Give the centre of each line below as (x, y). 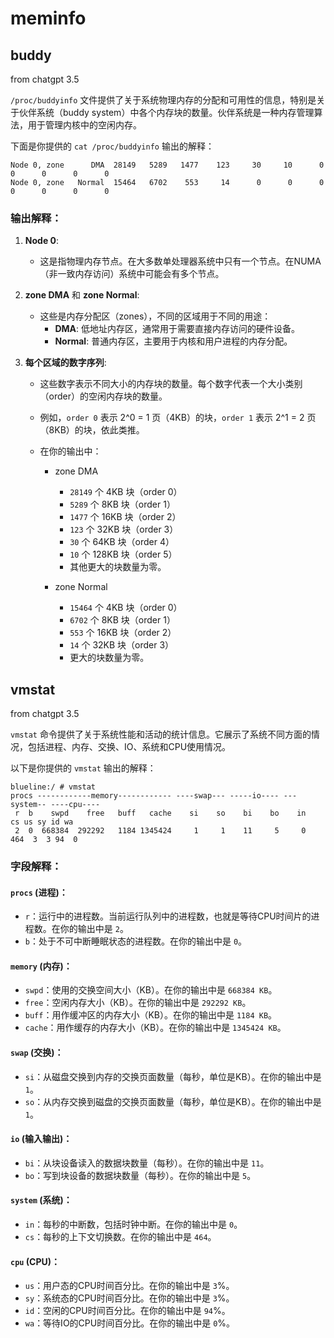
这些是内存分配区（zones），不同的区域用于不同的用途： (155, 316)
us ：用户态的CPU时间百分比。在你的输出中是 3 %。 (129, 1286)
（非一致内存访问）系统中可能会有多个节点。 (132, 274)
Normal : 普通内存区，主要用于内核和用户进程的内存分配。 (173, 341)
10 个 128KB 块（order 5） (123, 554)
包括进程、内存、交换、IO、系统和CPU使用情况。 (129, 747)
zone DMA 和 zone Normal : (82, 295)
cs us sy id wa (42, 822)
